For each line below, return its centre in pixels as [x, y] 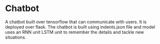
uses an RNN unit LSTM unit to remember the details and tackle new [75, 32]
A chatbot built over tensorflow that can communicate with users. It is [76, 22]
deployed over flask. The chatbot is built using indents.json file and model [80, 27]
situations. [16, 37]
